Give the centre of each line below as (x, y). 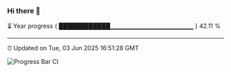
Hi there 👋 (24, 11)
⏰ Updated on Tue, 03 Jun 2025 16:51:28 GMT (73, 48)
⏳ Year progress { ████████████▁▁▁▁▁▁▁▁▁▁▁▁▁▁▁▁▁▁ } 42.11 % (114, 26)
